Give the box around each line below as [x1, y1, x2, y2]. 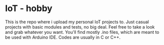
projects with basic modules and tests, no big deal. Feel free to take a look [5, 24, 155, 30]
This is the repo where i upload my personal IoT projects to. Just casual [5, 19, 149, 25]
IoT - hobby [5, 3, 53, 14]
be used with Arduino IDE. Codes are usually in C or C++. [5, 34, 121, 40]
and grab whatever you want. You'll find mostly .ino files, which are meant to [5, 29, 160, 35]
